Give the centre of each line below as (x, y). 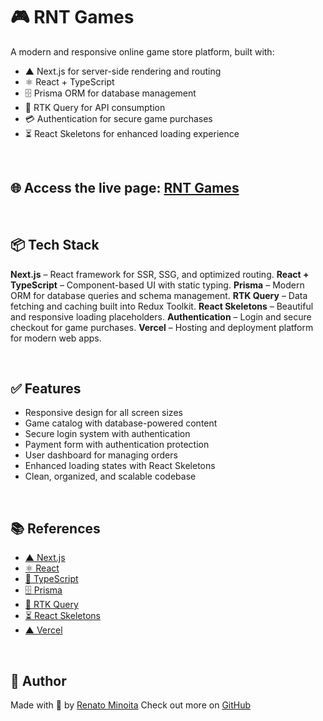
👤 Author (38, 680)
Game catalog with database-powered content (121, 423)
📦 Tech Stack (55, 245)
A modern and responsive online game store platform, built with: (142, 51)
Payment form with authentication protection (117, 445)
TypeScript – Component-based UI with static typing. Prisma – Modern (157, 285)
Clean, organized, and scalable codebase (110, 476)
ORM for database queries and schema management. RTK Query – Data (159, 295)
